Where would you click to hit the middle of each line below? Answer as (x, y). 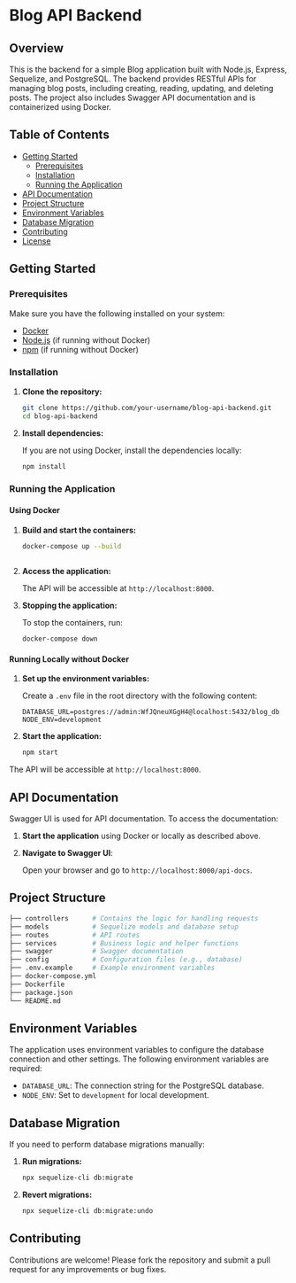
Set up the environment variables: (86, 679)
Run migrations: (52, 1162)
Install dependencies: (63, 433)
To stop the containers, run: (72, 623)
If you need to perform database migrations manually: (107, 1145)
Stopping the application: (69, 606)
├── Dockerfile (37, 984)
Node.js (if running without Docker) (86, 340)
